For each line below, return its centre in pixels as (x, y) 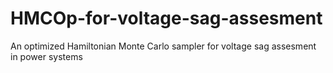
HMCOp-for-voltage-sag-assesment (166, 18)
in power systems (46, 56)
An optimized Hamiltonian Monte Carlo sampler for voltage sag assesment (163, 46)
